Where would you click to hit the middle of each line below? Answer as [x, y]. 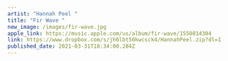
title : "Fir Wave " [36, 20]
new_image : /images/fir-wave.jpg [57, 27]
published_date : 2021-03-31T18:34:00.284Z [71, 46]
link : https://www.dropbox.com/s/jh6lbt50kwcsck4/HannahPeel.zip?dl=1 [114, 40]
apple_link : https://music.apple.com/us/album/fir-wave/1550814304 [110, 33]
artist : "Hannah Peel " [43, 14]
